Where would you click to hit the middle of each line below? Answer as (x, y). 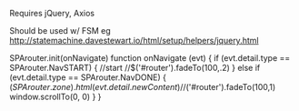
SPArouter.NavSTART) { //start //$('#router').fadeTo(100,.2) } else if (135, 68)
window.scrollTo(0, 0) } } (55, 96)
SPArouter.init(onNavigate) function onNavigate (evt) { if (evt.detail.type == (150, 58)
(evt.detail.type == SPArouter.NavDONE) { (88, 77)
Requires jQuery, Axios (52, 13)
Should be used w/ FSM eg (60, 30)
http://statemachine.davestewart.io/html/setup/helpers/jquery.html (134, 40)
